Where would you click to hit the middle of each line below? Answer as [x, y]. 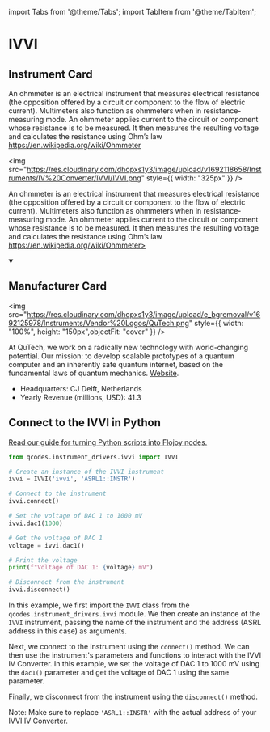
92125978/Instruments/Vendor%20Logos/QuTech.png [99, 323]
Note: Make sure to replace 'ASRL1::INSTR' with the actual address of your [133, 712]
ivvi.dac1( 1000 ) [36, 523]
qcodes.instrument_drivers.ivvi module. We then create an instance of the [135, 614]
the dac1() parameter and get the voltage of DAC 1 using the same [119, 672]
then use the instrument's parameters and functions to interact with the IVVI [135, 655]
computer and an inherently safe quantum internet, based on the [116, 364]
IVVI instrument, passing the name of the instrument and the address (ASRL [135, 622]
